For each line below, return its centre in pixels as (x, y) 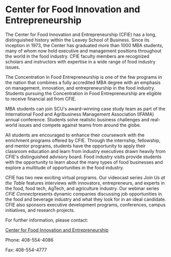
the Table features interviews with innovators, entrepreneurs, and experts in (85, 183)
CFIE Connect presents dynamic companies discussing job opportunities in (84, 194)
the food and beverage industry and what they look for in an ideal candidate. (86, 199)
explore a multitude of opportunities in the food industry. (65, 167)
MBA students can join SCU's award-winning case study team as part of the (86, 109)
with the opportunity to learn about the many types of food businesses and (84, 162)
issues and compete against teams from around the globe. (80, 125)
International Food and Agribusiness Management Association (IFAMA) (80, 114)
